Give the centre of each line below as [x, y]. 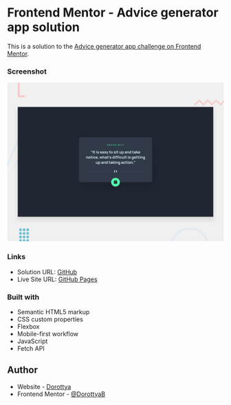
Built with [23, 297]
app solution [44, 27]
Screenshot [27, 72]
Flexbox [28, 326]
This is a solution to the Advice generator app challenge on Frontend [104, 46]
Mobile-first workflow [48, 333]
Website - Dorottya [44, 386]
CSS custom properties [50, 319]
